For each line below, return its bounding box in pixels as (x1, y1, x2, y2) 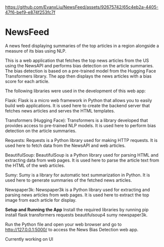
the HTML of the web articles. (5, 162, 65, 168)
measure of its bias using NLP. (5, 48, 67, 54)
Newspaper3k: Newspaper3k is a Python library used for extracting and (5, 187, 150, 192)
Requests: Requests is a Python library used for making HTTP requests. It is (5, 137, 158, 143)
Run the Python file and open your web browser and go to (5, 221, 122, 227)
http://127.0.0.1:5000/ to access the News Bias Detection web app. (5, 226, 139, 232)
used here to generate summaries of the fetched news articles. (5, 177, 132, 183)
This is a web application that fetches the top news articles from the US (5, 57, 149, 63)
